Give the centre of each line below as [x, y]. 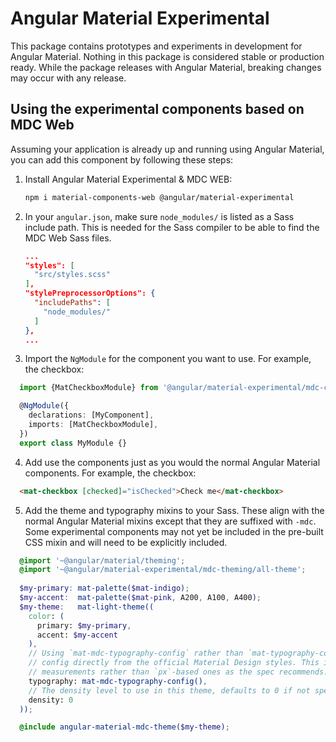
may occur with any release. [68, 78]
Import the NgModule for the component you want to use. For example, [168, 359]
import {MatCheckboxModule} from [89, 388]
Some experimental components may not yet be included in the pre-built [174, 531]
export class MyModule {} [73, 443]
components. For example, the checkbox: [110, 473]
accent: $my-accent [77, 635]
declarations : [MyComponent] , [91, 415]
